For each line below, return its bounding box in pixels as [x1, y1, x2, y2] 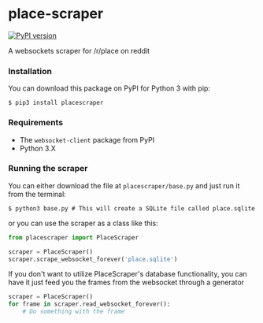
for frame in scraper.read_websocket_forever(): [8, 300, 171, 308]
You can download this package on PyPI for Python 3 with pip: [8, 84, 211, 93]
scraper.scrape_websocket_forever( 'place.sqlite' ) [8, 255, 178, 263]
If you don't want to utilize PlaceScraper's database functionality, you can [8, 269, 248, 279]
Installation [8, 65, 53, 76]
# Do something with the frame [22, 308, 125, 316]
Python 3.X [19, 143, 57, 153]
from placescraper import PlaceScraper [8, 233, 139, 241]
